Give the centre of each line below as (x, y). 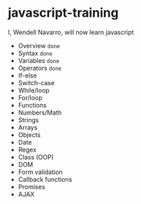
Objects (29, 135)
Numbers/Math (40, 112)
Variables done (39, 60)
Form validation (40, 172)
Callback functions (45, 179)
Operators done (40, 68)
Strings (28, 119)
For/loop (30, 97)
